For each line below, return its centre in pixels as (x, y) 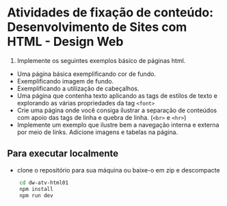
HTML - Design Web (65, 42)
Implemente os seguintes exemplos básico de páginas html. (101, 60)
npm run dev (36, 195)
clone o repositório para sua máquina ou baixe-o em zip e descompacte (118, 170)
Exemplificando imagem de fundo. (65, 81)
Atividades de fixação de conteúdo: (110, 13)
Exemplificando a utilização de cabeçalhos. (78, 88)
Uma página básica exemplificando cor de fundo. (86, 74)
